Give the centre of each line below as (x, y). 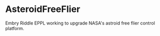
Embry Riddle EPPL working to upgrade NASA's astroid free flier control (80, 23)
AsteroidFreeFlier (43, 9)
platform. (15, 28)
